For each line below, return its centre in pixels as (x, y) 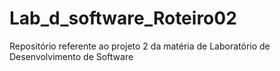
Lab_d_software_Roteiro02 (123, 18)
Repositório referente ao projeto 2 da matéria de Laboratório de (140, 46)
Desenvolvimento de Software (71, 56)
